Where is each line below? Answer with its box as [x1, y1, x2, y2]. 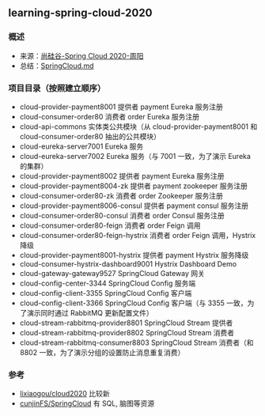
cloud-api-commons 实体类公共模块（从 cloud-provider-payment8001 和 [19, 122, 258, 131]
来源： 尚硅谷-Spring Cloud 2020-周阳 [19, 51, 144, 60]
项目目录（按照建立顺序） [8, 82, 106, 93]
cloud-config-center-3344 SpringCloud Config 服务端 [19, 278, 196, 288]
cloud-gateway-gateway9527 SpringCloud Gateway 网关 [19, 268, 206, 278]
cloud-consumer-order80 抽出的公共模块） [19, 131, 161, 141]
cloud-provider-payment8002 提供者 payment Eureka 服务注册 [19, 171, 225, 180]
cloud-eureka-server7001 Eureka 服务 [19, 142, 144, 151]
